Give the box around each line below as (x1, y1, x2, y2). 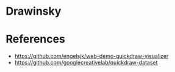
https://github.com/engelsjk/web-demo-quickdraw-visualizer (14, 52, 169, 60)
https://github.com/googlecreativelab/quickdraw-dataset (14, 59, 158, 67)
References (5, 32, 65, 46)
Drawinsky (5, 4, 62, 18)
